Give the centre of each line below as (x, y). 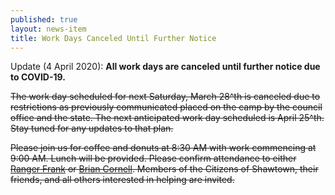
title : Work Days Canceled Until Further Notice (113, 38)
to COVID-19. (38, 77)
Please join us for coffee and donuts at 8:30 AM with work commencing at (163, 148)
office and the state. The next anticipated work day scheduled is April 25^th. (167, 118)
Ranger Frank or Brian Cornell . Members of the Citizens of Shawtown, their (164, 169)
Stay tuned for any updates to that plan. (92, 128)
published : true (44, 19)
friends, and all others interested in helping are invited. (122, 180)
